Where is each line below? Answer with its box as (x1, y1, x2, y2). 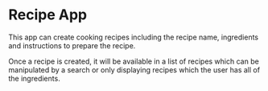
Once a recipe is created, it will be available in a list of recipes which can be (8, 56, 259, 66)
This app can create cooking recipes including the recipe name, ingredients (8, 32, 259, 42)
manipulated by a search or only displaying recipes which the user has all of (8, 64, 260, 74)
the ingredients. (8, 73, 60, 83)
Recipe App (8, 6, 87, 24)
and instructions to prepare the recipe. (8, 40, 136, 50)
